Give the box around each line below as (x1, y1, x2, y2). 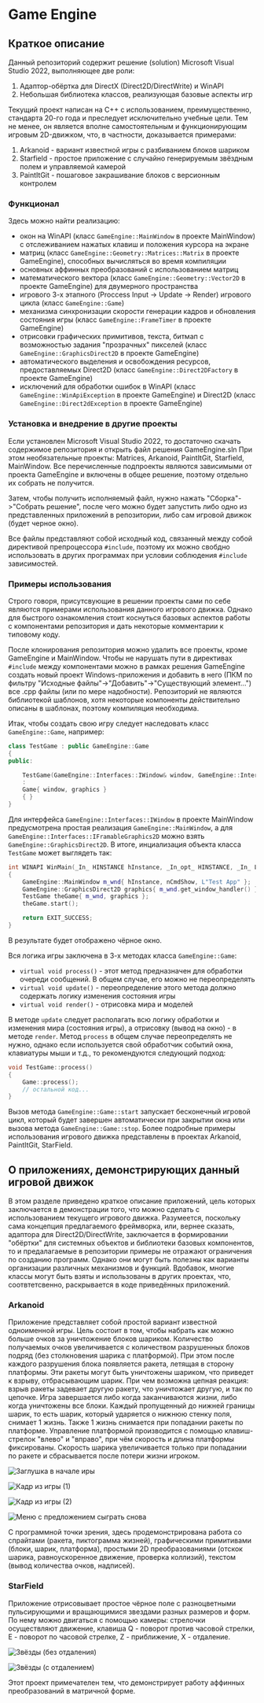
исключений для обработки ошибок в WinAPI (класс (19, 382, 196, 391)
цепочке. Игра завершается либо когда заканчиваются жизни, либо (8, 1393, 237, 1402)
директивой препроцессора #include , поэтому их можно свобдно (8, 541, 230, 552)
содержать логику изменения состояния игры (19, 991, 176, 1000)
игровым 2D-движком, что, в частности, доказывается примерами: (8, 130, 237, 139)
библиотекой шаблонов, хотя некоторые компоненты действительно (8, 695, 240, 704)
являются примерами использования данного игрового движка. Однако (8, 604, 253, 614)
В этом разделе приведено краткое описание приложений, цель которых (8, 1196, 256, 1206)
